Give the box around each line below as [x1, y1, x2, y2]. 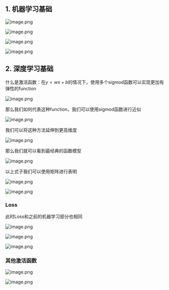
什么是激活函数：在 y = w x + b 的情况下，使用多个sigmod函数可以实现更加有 [5, 79, 164, 85]
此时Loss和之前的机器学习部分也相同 [5, 213, 83, 220]
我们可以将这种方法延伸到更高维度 [5, 127, 77, 133]
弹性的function [5, 85, 37, 91]
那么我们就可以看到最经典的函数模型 [5, 148, 82, 154]
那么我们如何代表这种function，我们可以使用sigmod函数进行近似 [5, 106, 141, 112]
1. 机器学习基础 [5, 5, 53, 14]
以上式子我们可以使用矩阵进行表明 [5, 168, 77, 175]
